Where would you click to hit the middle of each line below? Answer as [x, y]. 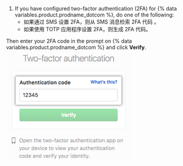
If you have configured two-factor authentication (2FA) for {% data [96, 9]
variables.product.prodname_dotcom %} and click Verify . [76, 47]
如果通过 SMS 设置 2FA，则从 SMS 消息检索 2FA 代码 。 [91, 22]
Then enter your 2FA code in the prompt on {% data [69, 41]
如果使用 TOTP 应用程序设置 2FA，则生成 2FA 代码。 [87, 29]
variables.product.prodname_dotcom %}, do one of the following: [94, 15]
